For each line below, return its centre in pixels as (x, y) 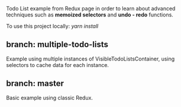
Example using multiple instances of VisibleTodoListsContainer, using (90, 59)
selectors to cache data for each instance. (58, 65)
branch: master (35, 84)
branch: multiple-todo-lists (57, 44)
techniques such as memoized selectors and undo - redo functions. (90, 15)
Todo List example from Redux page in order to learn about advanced (91, 9)
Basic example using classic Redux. (50, 98)
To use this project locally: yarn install (52, 26)
